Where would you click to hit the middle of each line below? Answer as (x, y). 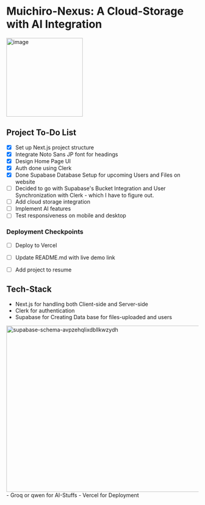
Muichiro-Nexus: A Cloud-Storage (95, 11)
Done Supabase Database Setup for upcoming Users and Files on (98, 175)
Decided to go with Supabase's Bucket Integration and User (90, 188)
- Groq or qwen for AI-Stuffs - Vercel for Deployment (73, 495)
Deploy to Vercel (36, 245)
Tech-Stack (29, 289)
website (25, 182)
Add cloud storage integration (52, 202)
